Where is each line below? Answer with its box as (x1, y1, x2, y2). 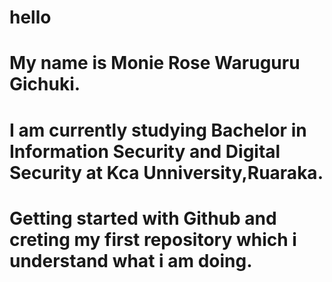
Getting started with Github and (9, 207, 277, 230)
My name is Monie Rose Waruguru (9, 52, 301, 75)
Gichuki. (9, 73, 81, 96)
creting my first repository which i (9, 228, 297, 251)
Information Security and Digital (9, 140, 281, 163)
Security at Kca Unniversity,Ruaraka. (9, 161, 324, 184)
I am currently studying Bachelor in (9, 119, 307, 141)
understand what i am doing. (9, 249, 253, 272)
